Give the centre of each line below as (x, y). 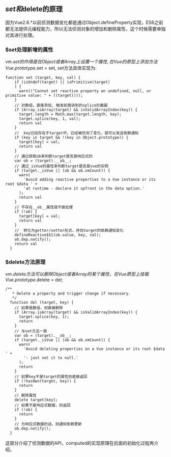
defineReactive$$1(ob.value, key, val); (58, 235)
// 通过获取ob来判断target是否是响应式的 (53, 156)
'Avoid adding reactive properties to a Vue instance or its (90, 180)
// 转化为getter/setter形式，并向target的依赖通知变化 (69, 231)
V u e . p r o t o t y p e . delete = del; (34, 280)
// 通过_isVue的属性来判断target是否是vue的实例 (61, 166)
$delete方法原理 (25, 262)
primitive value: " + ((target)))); (44, 96)
